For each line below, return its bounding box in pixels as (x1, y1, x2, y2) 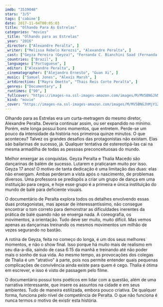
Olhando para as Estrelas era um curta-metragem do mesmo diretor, (5, 115, 142, 121)
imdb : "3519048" (5, 7, 38, 12)
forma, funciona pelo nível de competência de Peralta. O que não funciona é (5, 292, 158, 298)
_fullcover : (5, 93, 29, 98)
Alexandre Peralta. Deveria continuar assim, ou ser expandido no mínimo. (5, 120, 152, 126)
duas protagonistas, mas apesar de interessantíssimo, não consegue (5, 201, 143, 207)
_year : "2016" (5, 39, 34, 44)
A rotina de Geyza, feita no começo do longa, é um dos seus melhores (5, 237, 146, 242)
